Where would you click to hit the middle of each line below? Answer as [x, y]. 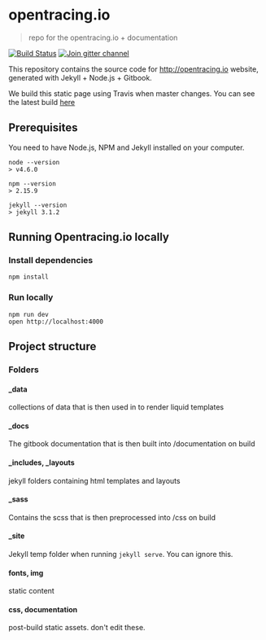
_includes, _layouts [41, 462]
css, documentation [43, 609]
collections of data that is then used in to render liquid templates [116, 407]
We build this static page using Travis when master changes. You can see [132, 93]
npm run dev [28, 314]
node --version [34, 162]
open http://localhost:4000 [56, 322]
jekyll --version [38, 205]
